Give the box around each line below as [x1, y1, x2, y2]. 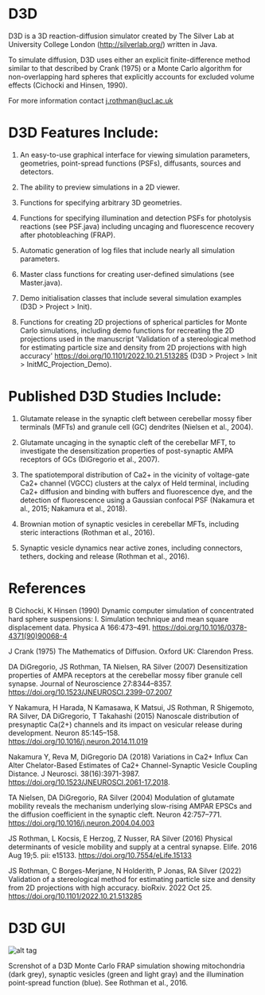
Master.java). [19, 278, 63, 287]
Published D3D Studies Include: [8, 388, 222, 406]
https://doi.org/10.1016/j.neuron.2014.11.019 [8, 736, 149, 746]
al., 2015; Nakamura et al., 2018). [19, 503, 127, 513]
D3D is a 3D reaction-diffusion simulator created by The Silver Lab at [8, 31, 235, 41]
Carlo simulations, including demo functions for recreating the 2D [19, 326, 235, 335]
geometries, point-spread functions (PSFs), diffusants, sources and [19, 158, 241, 168]
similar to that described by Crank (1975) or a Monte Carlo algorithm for [8, 63, 243, 72]
